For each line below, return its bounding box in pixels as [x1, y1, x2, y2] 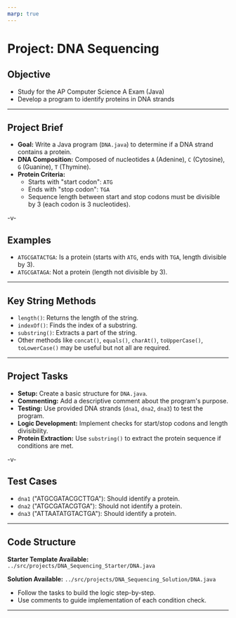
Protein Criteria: [17, 170, 65, 179]
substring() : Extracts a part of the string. [17, 329, 137, 337]
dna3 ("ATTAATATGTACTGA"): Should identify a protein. [17, 509, 177, 517]
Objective [7, 68, 51, 81]
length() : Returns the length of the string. [17, 314, 139, 322]
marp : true [7, 10, 39, 18]
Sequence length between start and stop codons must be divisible [27, 193, 221, 201]
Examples [7, 234, 51, 246]
